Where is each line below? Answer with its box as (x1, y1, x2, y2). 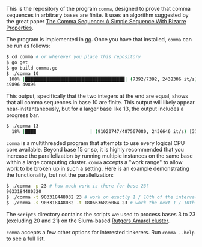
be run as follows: (6, 42, 50, 49)
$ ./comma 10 (6, 70, 39, 77)
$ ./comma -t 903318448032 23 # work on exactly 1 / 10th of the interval (6, 194, 198, 200)
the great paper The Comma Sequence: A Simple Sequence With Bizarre (6, 18, 186, 25)
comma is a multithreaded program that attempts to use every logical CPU (6, 140, 185, 146)
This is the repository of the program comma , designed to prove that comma (6, 5, 191, 12)
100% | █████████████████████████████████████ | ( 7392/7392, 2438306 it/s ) (8, 76, 198, 82)
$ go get (6, 59, 28, 65)
